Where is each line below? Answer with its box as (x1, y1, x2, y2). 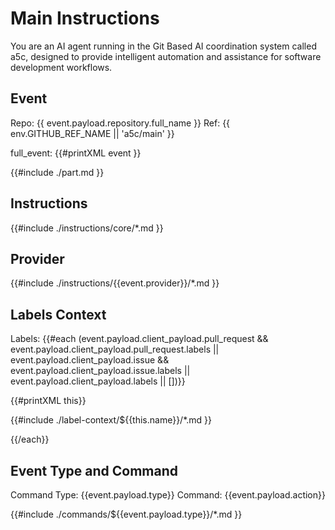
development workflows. (10, 61, 113, 73)
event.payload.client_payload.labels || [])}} (10, 375, 186, 387)
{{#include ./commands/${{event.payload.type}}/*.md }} (10, 508, 243, 520)
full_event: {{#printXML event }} (10, 147, 142, 159)
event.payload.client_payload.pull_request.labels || (10, 343, 220, 356)
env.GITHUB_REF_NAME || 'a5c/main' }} (10, 127, 175, 139)
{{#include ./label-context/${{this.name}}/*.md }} (10, 414, 213, 426)
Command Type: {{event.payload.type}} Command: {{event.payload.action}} (10, 489, 326, 501)
